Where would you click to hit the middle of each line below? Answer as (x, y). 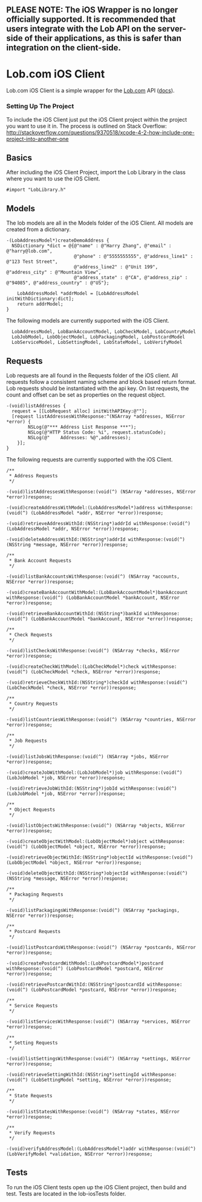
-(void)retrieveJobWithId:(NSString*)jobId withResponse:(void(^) (92, 789)
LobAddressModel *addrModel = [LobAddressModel (78, 294)
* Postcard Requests (35, 932)
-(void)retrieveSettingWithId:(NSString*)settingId (73, 1075)
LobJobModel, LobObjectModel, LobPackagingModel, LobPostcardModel (99, 337)
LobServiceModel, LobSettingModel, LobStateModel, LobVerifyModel (97, 342)
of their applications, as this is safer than (103, 38)
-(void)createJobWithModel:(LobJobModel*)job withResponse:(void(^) (94, 773)
